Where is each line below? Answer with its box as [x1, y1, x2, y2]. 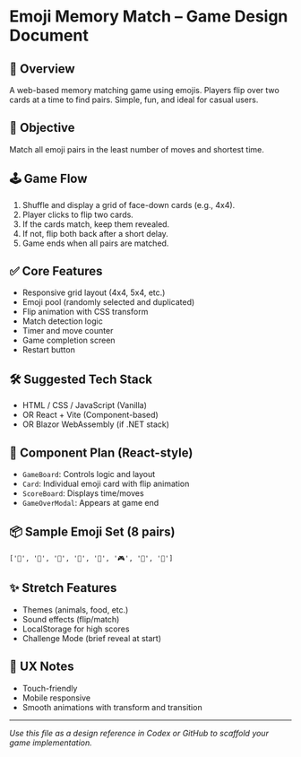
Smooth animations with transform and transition [21, 701, 203, 712]
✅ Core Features [9, 264, 103, 279]
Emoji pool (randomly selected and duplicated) [21, 297, 195, 308]
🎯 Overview [9, 61, 75, 76]
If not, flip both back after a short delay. [21, 228, 168, 239]
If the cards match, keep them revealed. [21, 218, 170, 230]
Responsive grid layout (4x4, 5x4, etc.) [21, 287, 166, 298]
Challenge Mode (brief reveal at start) [21, 632, 161, 643]
